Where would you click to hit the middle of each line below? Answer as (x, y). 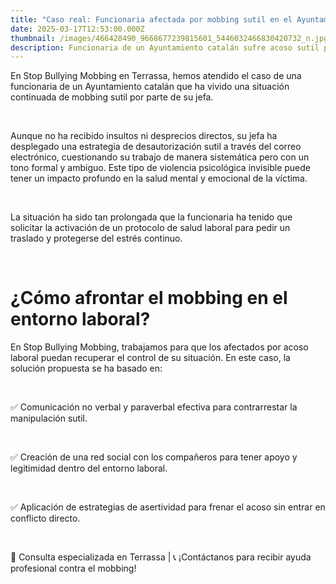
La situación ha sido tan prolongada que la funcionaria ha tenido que (151, 217)
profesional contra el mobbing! (73, 568)
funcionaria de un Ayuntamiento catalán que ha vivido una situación (150, 87)
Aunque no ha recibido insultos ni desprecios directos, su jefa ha (144, 136)
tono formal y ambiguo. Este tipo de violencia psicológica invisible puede (160, 168)
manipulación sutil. (49, 418)
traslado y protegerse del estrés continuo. (96, 238)
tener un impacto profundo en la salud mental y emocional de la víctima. (159, 178)
